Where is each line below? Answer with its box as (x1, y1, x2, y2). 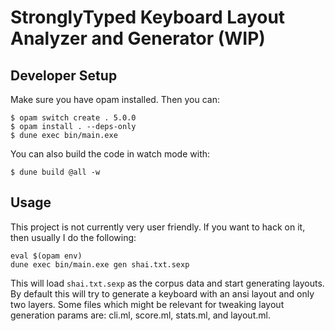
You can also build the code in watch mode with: (10, 148, 211, 160)
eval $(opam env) (10, 251, 83, 261)
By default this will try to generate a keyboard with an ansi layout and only (10, 287, 315, 300)
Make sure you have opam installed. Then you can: (10, 94, 221, 105)
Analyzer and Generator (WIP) (10, 27, 266, 50)
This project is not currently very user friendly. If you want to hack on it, (10, 221, 306, 233)
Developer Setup (10, 67, 118, 84)
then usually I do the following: (10, 231, 137, 243)
